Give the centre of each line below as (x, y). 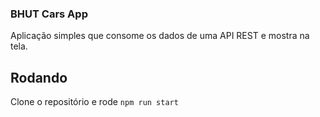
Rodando (39, 77)
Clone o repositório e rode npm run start (94, 102)
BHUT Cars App (49, 14)
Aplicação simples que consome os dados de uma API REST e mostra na (160, 36)
